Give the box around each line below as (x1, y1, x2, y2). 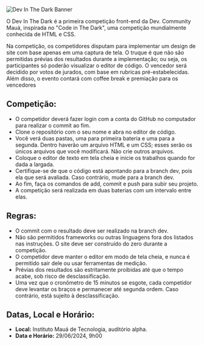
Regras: (6, 211, 37, 221)
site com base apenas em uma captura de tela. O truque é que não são (6, 49, 185, 56)
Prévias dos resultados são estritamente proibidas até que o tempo (15, 266, 184, 273)
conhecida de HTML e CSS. (6, 31, 76, 38)
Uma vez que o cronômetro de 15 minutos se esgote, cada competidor (15, 278, 192, 286)
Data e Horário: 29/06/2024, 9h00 (15, 332, 102, 340)
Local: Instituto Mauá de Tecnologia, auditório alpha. (15, 325, 147, 333)
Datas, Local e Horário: (6, 310, 95, 320)
